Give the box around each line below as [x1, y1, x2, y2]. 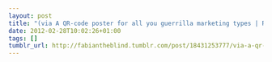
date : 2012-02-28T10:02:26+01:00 [8, 27, 121, 35]
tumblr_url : [8, 42, 49, 50]
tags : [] [8, 34, 38, 43]
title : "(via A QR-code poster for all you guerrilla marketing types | [8, 19, 259, 27]
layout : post [8, 11, 53, 20]
